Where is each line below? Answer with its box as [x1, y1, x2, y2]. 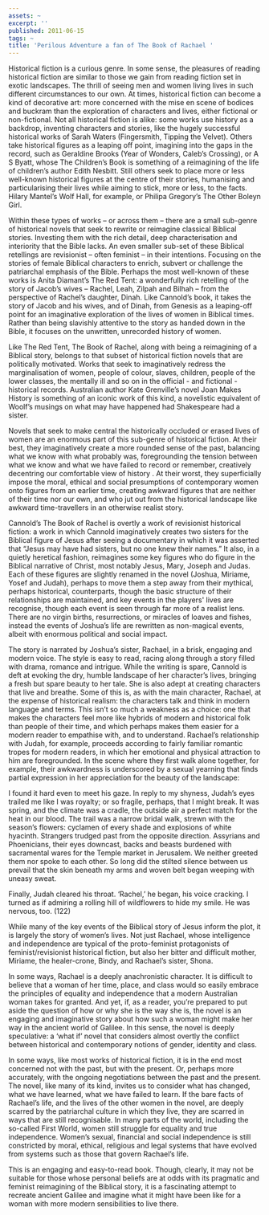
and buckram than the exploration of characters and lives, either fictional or [8, 106, 259, 116]
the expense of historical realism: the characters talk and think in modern [8, 696, 251, 706]
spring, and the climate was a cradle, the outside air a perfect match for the [8, 805, 258, 815]
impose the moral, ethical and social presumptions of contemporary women [8, 477, 259, 487]
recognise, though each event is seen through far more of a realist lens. [8, 604, 245, 614]
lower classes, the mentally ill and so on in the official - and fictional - [8, 377, 238, 386]
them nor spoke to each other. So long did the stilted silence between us [8, 857, 248, 866]
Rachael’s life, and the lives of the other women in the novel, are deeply [8, 1098, 244, 1108]
